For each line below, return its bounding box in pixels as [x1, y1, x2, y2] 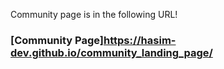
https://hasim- [103, 33, 177, 47]
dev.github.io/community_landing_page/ [10, 45, 213, 59]
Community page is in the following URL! [10, 9, 178, 20]
